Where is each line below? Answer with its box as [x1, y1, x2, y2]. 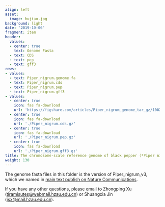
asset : [5, 12, 19, 17]
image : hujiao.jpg [9, 16, 48, 21]
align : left [5, 7, 29, 12]
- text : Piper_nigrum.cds [9, 80, 63, 85]
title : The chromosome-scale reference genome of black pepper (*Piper [5, 153, 155, 158]
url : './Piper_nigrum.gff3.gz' [14, 149, 78, 154]
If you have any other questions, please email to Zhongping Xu [5, 186, 132, 192]
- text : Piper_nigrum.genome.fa [9, 76, 76, 80]
